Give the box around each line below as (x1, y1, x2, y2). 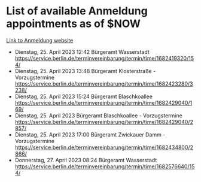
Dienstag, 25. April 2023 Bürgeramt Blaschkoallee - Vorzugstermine (14, 112, 182, 119)
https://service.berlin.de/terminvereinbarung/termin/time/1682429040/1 (14, 99, 193, 106)
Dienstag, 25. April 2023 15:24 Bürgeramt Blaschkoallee (14, 93, 153, 100)
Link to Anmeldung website (6, 37, 74, 44)
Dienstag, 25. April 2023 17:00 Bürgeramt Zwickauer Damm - (14, 131, 166, 138)
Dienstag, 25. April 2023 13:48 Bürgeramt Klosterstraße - (14, 67, 156, 74)
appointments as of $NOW (6, 17, 141, 31)
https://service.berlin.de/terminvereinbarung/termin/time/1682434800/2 (14, 144, 193, 151)
